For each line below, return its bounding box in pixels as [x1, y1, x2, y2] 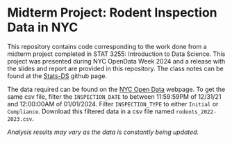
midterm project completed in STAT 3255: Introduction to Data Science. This [7, 50, 226, 58]
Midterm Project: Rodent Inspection [7, 5, 217, 21]
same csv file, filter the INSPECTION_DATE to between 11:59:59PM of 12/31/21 [7, 92, 222, 101]
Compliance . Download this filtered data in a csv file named [7, 107, 175, 115]
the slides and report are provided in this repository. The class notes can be [7, 64, 224, 73]
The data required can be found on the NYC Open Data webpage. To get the [7, 85, 226, 93]
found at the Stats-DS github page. [7, 71, 108, 80]
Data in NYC [7, 19, 78, 35]
